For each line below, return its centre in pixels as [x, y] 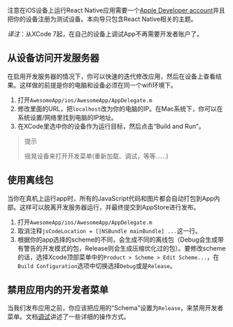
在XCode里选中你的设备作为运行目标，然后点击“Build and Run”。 [111, 126]
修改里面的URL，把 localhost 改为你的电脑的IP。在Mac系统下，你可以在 [120, 109]
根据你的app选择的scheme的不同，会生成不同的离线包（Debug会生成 [118, 239]
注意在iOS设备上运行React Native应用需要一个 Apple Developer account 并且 [116, 10]
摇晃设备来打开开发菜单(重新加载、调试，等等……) [97, 155]
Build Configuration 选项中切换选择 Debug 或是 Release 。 [97, 265]
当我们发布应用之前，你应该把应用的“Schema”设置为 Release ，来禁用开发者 [115, 308]
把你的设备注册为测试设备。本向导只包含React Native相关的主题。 [102, 19]
